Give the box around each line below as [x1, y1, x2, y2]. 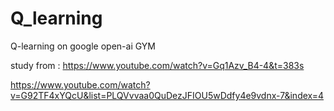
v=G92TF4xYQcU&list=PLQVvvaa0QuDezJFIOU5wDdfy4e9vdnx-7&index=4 [10, 89, 325, 101]
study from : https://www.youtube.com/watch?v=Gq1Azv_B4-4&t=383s [10, 59, 305, 71]
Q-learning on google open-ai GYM [10, 40, 157, 52]
